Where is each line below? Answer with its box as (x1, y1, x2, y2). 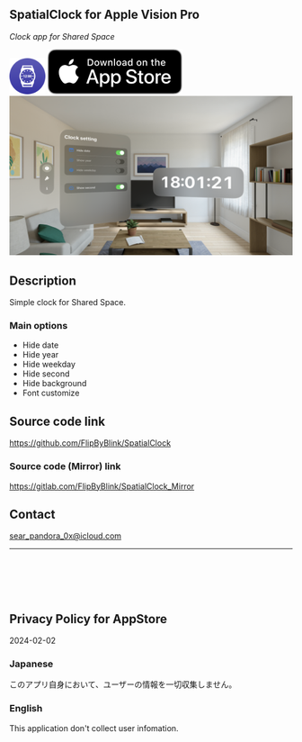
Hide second (22, 368, 70, 379)
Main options (9, 320, 68, 332)
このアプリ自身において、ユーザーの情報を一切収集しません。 (9, 679, 237, 690)
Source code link (9, 413, 106, 429)
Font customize (22, 387, 80, 399)
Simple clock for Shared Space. (9, 297, 127, 308)
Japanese (9, 657, 54, 670)
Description (9, 273, 76, 288)
